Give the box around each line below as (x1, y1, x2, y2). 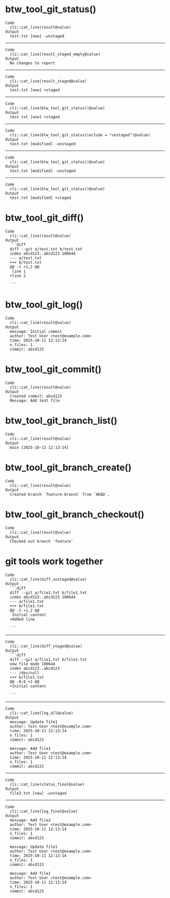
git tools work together (5, 555, 104, 567)
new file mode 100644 (10, 661, 56, 666)
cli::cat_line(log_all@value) (10, 710, 73, 715)
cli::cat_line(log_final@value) (10, 809, 78, 814)
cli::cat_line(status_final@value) (10, 782, 85, 787)
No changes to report (10, 60, 56, 65)
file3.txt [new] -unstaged (10, 791, 67, 796)
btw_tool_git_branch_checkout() (5, 509, 145, 520)
